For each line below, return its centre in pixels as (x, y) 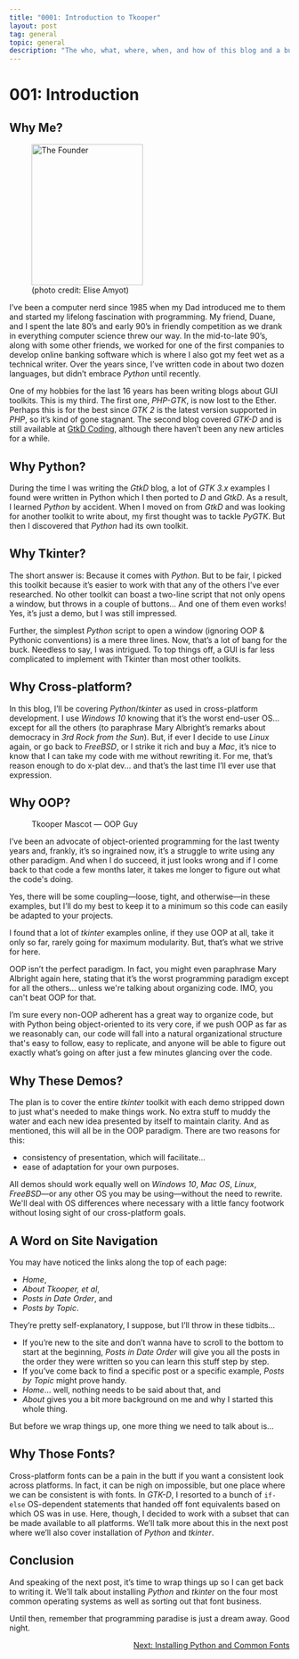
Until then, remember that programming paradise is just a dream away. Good (149, 1618)
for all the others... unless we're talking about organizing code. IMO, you (141, 988)
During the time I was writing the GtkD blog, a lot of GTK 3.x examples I (140, 488)
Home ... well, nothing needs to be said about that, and (121, 1390)
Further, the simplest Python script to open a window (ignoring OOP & (137, 631)
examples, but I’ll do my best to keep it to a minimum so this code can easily (149, 906)
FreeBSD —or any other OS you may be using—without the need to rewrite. (146, 1194)
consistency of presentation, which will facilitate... (114, 1158)
